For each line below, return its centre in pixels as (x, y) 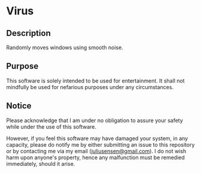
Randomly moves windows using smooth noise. (65, 47)
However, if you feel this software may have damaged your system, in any (97, 138)
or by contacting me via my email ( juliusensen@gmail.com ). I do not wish (96, 151)
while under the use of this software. (51, 126)
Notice (19, 106)
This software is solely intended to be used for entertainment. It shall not (95, 81)
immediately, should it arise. (41, 163)
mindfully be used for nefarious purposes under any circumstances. (90, 87)
